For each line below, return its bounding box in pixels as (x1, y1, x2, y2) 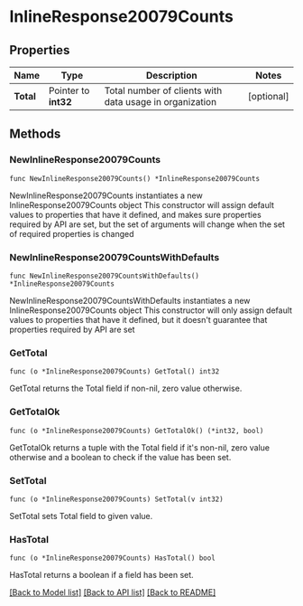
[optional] (247, 90, 289, 102)
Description (145, 70, 197, 81)
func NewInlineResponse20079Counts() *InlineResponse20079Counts (9, 174, 260, 183)
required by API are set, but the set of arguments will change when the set (9, 219, 286, 230)
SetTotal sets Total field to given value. (9, 510, 153, 521)
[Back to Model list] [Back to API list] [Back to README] (9, 587, 216, 598)
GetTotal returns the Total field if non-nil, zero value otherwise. (9, 383, 243, 394)
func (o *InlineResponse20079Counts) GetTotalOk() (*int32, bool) (9, 426, 264, 435)
